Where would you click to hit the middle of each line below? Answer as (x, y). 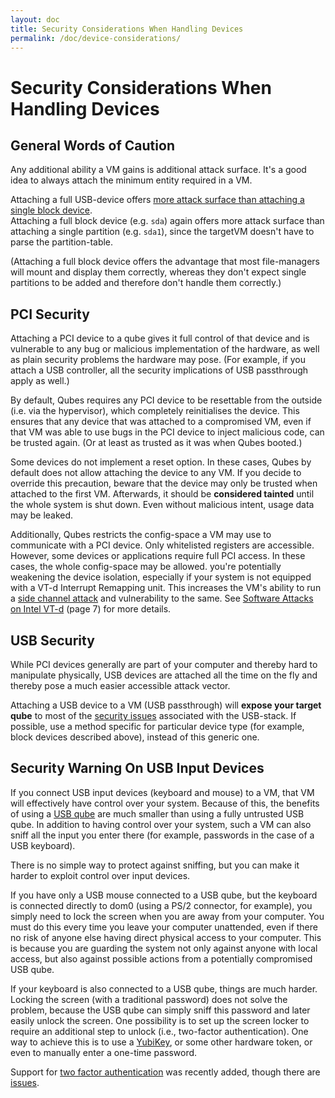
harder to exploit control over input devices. (100, 875)
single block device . (51, 210)
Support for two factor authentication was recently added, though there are (165, 1072)
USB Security (52, 640)
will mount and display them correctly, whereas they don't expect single (158, 272)
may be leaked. (42, 515)
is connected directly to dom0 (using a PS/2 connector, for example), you (161, 905)
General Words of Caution (92, 145)
